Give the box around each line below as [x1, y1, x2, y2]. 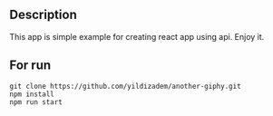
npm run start [9, 97, 63, 107]
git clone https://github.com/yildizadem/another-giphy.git [9, 82, 242, 91]
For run [9, 58, 52, 73]
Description [9, 7, 77, 23]
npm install [9, 90, 54, 99]
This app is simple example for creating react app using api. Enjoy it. [9, 31, 265, 42]
